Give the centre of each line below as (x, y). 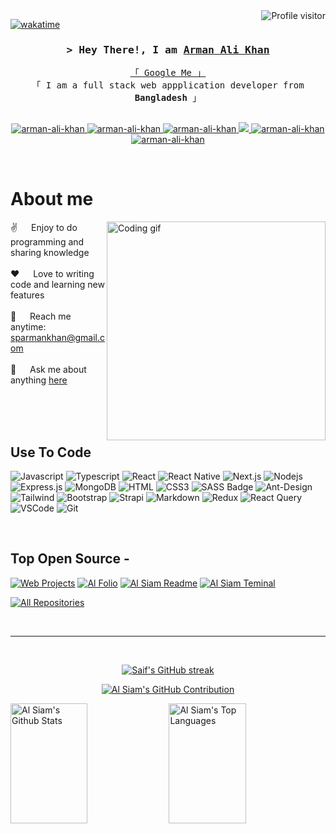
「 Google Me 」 (168, 73)
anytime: (28, 327)
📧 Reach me (41, 316)
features (27, 295)
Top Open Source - (70, 559)
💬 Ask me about (48, 370)
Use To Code (51, 452)
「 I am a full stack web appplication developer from (168, 85)
